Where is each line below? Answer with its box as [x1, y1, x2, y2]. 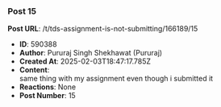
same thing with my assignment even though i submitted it [19, 74, 214, 84]
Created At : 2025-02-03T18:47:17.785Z [19, 56, 151, 66]
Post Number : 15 [19, 91, 76, 101]
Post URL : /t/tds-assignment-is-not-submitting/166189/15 [7, 24, 198, 34]
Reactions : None [19, 82, 77, 92]
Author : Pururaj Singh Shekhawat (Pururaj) [19, 48, 163, 58]
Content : [19, 65, 50, 75]
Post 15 [7, 6, 37, 17]
